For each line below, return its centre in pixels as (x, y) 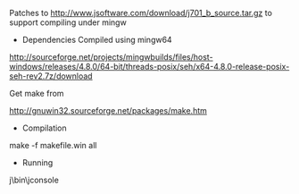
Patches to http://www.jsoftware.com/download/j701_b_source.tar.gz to (141, 13)
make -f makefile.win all (53, 145)
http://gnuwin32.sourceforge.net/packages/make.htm (108, 110)
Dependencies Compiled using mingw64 (97, 40)
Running (37, 163)
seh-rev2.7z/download (51, 76)
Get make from (37, 93)
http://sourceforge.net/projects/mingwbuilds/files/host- (111, 57)
